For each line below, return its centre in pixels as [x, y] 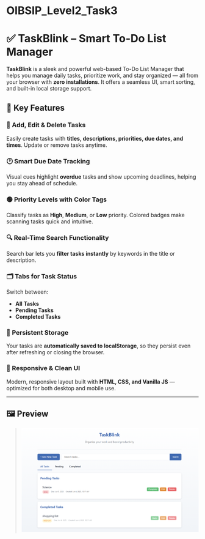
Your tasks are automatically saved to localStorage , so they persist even [99, 346]
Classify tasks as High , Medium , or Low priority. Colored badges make [95, 215]
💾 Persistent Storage [38, 332]
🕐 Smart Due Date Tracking [48, 161]
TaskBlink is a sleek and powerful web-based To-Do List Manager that [95, 69]
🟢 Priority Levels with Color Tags [56, 199]
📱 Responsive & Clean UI [43, 368]
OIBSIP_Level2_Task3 [62, 11]
